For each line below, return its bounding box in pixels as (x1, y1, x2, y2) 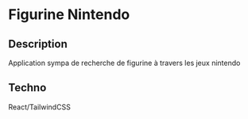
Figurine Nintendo (8, 6, 130, 24)
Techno (8, 81, 47, 94)
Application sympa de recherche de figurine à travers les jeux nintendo (8, 58, 241, 67)
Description (8, 37, 68, 51)
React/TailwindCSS (8, 102, 72, 112)
